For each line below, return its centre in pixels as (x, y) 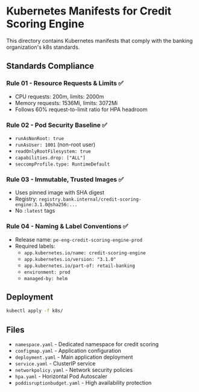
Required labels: (35, 246)
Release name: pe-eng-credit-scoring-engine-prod (79, 239)
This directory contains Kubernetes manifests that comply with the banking (99, 40)
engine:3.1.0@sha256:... (46, 205)
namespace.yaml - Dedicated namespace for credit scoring (87, 344)
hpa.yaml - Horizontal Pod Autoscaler (61, 376)
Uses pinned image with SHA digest (59, 193)
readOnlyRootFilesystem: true (53, 151)
